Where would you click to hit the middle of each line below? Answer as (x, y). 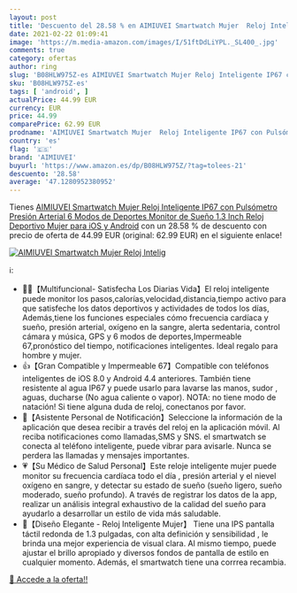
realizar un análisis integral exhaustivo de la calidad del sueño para (144, 504)
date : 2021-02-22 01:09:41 (59, 34)
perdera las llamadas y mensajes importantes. (106, 456)
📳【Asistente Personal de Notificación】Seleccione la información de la (152, 418)
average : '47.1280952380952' (63, 182)
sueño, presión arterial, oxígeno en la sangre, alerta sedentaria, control (151, 327)
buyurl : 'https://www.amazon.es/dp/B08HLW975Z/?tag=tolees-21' (128, 166)
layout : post (33, 17)
